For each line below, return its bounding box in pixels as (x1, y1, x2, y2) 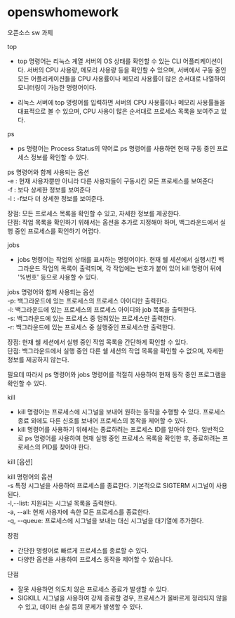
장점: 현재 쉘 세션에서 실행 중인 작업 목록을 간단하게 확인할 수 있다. (7, 338, 189, 346)
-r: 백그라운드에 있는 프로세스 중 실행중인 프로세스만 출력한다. (7, 322, 175, 331)
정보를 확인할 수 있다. (30, 152, 89, 162)
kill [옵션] (7, 457, 33, 466)
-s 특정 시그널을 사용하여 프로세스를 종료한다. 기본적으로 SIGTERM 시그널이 (7, 481, 215, 489)
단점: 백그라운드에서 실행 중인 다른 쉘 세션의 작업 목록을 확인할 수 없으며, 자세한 (7, 346, 224, 355)
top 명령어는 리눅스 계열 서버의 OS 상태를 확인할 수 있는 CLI (17, 57, 182, 65)
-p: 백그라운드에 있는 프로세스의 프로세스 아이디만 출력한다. (7, 296, 170, 305)
